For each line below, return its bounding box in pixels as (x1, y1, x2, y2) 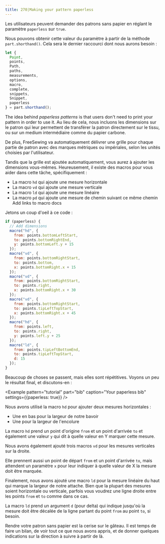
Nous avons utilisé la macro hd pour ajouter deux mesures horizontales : (5, 404, 151, 410)
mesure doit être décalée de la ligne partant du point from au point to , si (5, 508, 151, 514)
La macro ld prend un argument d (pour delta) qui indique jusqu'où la (5, 503, 145, 509)
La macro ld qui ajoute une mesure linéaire (12, 190, 99, 195)
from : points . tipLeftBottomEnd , (14, 347, 80, 352)
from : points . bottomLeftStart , (14, 233, 78, 238)
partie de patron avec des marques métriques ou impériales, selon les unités (5, 145, 161, 150)
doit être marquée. (5, 468, 43, 474)
